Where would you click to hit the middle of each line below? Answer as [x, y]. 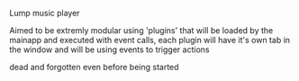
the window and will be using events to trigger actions [109, 49]
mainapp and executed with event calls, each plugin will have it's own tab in [150, 40]
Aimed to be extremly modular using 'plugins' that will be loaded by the [141, 30]
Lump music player [45, 13]
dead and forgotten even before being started [94, 67]
